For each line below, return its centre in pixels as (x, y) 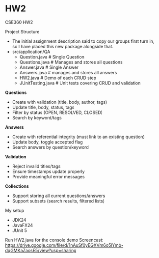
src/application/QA (31, 52)
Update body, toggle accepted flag (47, 142)
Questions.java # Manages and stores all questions (71, 62)
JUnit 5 (19, 230)
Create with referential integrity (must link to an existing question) (78, 137)
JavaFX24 (23, 225)
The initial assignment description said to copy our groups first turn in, (83, 41)
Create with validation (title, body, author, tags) (60, 102)
